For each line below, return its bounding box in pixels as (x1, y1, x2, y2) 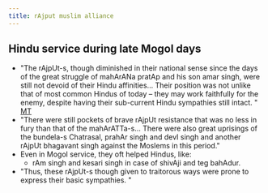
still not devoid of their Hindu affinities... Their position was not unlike (19, 80, 251, 90)
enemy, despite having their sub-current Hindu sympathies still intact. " (19, 98, 258, 108)
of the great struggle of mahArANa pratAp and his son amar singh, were (19, 72, 261, 82)
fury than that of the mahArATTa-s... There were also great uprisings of (19, 123, 257, 134)
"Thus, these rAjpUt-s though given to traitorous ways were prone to (19, 167, 249, 177)
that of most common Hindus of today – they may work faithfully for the (19, 89, 259, 99)
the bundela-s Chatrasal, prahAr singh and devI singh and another (19, 132, 241, 142)
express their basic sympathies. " (19, 175, 132, 185)
